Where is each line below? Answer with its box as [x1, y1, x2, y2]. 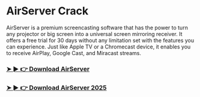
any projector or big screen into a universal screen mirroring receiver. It [6, 30, 183, 37]
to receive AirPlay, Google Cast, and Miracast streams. [6, 49, 141, 56]
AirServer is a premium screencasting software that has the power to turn [6, 24, 188, 31]
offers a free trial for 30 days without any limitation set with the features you [6, 37, 195, 44]
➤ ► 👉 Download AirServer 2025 [6, 83, 107, 92]
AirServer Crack [6, 4, 89, 18]
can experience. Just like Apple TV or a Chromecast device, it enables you [6, 43, 191, 50]
